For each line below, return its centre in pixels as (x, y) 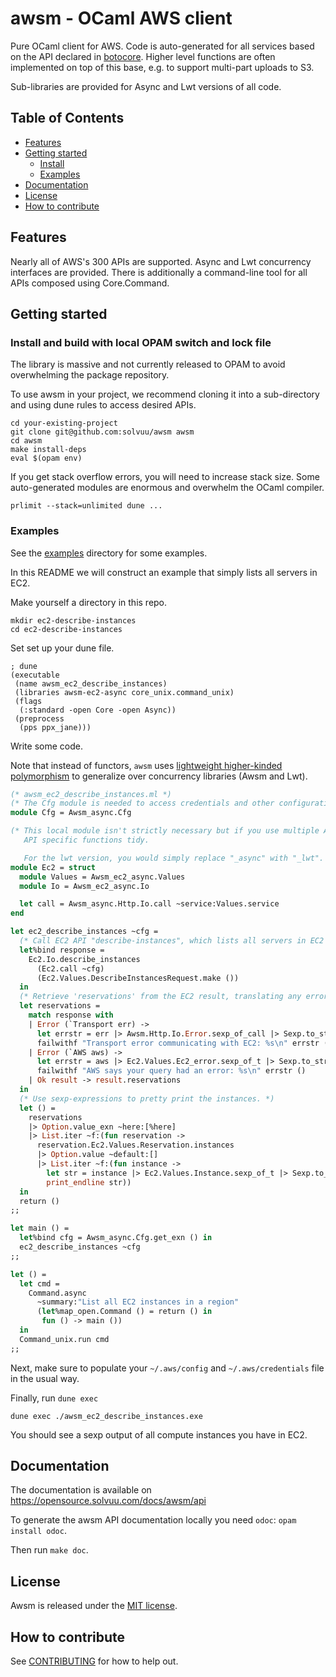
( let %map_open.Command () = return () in (124, 1312)
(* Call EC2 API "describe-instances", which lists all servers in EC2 (172, 941)
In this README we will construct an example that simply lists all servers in (164, 572)
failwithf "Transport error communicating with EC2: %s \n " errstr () (184, 1043)
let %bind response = (62, 950)
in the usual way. (45, 1378)
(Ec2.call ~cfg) (70, 968)
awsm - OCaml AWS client (121, 18)
